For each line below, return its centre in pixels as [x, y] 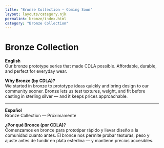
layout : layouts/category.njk [36, 14]
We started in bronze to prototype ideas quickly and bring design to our [77, 86]
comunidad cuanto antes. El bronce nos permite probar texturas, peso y [77, 135]
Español [13, 110]
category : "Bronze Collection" [37, 23]
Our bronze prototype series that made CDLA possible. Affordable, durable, [81, 66]
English [13, 61]
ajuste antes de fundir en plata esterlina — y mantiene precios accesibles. [79, 141]
